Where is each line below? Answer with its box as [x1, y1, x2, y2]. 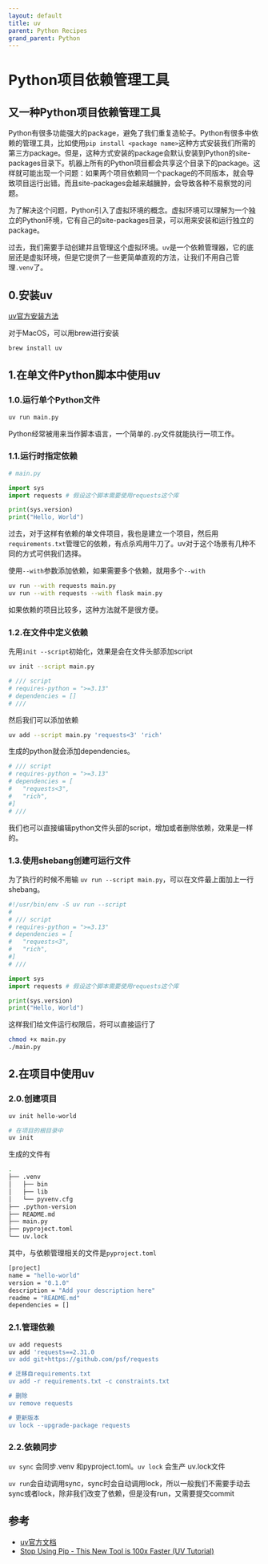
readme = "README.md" [8, 1294, 81, 1302]
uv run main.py [8, 413, 59, 421]
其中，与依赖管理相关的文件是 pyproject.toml [8, 1248, 158, 1258]
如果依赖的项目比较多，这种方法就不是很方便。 [8, 605, 162, 614]
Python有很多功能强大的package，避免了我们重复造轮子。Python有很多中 [8, 128, 252, 138]
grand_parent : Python [8, 34, 81, 43]
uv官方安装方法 [8, 311, 59, 321]
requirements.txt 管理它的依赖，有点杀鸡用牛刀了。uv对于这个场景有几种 [8, 539, 250, 549]
